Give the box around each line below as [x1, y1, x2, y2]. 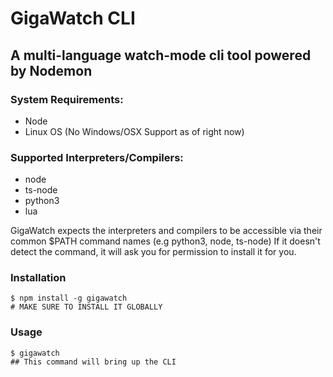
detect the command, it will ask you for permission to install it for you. [10, 246, 297, 258]
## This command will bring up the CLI [10, 357, 177, 367]
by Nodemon [10, 62, 93, 79]
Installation [10, 271, 67, 285]
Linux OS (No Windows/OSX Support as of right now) [24, 125, 245, 137]
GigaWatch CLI [10, 7, 136, 30]
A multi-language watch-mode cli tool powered [10, 47, 312, 64]
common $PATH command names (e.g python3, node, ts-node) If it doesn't [10, 235, 321, 247]
